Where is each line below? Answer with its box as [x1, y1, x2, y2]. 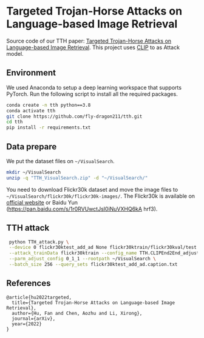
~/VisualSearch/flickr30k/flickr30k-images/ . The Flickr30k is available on [6, 192, 195, 200]
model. [6, 50, 24, 57]
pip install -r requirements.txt [6, 124, 91, 131]
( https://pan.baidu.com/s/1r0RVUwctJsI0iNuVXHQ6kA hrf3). [6, 205, 158, 212]
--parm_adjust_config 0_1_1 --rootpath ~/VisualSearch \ [8, 256, 156, 262]
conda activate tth [6, 107, 56, 113]
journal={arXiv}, [12, 316, 56, 322]
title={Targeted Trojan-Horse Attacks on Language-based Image [12, 299, 175, 306]
